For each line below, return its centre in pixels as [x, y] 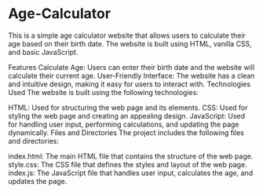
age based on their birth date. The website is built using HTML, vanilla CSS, [130, 43]
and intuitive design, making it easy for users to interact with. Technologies [130, 84]
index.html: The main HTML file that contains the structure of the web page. [131, 156]
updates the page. [38, 181]
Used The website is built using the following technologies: [103, 92]
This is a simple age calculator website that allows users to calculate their [127, 35]
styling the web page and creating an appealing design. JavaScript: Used [127, 115]
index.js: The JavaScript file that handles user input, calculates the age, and [131, 173]
